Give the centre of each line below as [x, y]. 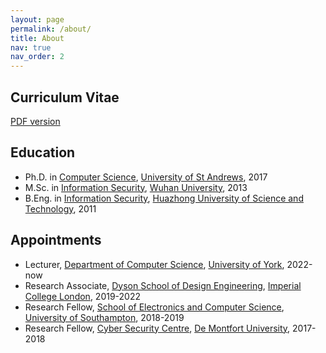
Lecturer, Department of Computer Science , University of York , [154, 264]
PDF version [35, 121]
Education [43, 152]
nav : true [31, 47]
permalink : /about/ [51, 29]
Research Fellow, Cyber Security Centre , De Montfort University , [157, 328]
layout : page [37, 19]
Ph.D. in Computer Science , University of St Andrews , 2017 [146, 177]
